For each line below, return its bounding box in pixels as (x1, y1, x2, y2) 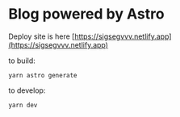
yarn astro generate (8, 71, 78, 79)
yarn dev (8, 101, 38, 109)
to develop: (8, 86, 46, 95)
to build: (8, 56, 36, 65)
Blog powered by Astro (8, 5, 165, 23)
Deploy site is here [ (8, 31, 75, 41)
